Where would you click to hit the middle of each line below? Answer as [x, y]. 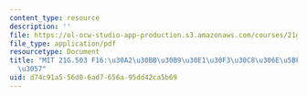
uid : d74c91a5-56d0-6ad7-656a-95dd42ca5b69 [94, 78]
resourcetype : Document [55, 52]
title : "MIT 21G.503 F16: [58, 60]
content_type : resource [55, 18]
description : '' [40, 27]
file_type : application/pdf [63, 43]
